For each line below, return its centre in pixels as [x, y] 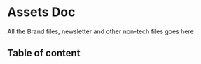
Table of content [44, 53]
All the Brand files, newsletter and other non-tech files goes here [100, 31]
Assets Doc [41, 12]
